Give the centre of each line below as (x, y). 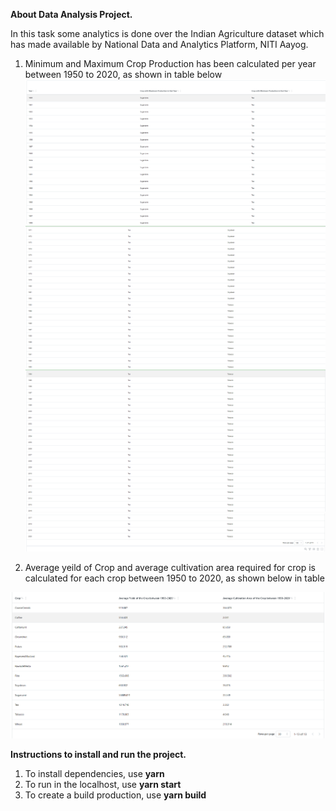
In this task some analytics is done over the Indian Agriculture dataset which (167, 33)
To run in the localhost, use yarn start (103, 785)
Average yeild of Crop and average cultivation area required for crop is (170, 568)
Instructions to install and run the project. (98, 755)
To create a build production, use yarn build (115, 795)
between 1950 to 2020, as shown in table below (123, 74)
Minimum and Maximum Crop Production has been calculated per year (170, 63)
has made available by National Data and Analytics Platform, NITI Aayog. (159, 44)
